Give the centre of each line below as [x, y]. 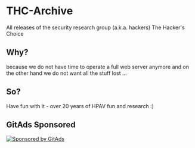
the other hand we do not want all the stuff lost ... [66, 73]
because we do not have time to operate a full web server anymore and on [98, 67]
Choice [15, 33]
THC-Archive [40, 11]
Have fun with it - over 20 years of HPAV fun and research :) [80, 106]
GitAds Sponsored [41, 125]
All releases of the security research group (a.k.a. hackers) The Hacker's [95, 27]
